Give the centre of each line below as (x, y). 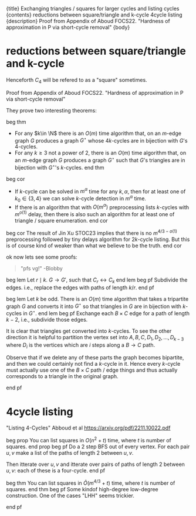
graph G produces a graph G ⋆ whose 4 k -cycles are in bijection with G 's (101, 140)
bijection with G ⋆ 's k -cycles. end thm (59, 167)
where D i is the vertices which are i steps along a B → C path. (81, 345)
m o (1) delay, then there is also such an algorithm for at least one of (94, 214)
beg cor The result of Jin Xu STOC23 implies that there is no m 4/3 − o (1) (92, 232)
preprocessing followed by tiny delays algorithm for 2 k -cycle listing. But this (98, 239)
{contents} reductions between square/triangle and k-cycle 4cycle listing (94, 15)
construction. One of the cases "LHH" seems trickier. (70, 495)
